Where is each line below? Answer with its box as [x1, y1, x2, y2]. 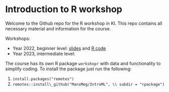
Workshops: [5, 35, 30, 41]
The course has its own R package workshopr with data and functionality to [5, 60, 161, 66]
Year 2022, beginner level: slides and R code [12, 45, 106, 51]
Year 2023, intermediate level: [12, 51, 75, 57]
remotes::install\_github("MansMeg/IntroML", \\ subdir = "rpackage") [12, 82, 165, 87]
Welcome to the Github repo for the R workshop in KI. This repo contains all [5, 20, 163, 26]
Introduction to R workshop [5, 4, 122, 15]
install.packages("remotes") [12, 76, 74, 81]
